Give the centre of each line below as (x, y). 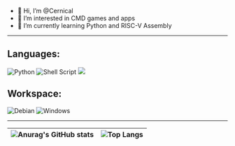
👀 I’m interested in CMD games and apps (76, 18)
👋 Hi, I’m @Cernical (45, 11)
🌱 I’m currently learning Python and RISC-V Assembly (95, 25)
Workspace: (34, 94)
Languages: (34, 54)
